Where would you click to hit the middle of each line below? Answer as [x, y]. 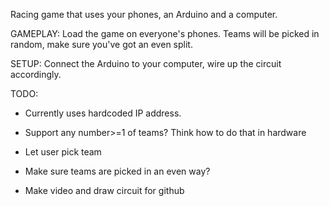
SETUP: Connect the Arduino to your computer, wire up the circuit [146, 63]
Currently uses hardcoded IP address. [103, 113]
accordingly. [36, 74]
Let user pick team [63, 152]
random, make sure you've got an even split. [101, 44]
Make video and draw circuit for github [104, 190]
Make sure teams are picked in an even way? [117, 171]
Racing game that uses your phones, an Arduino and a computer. [144, 14]
